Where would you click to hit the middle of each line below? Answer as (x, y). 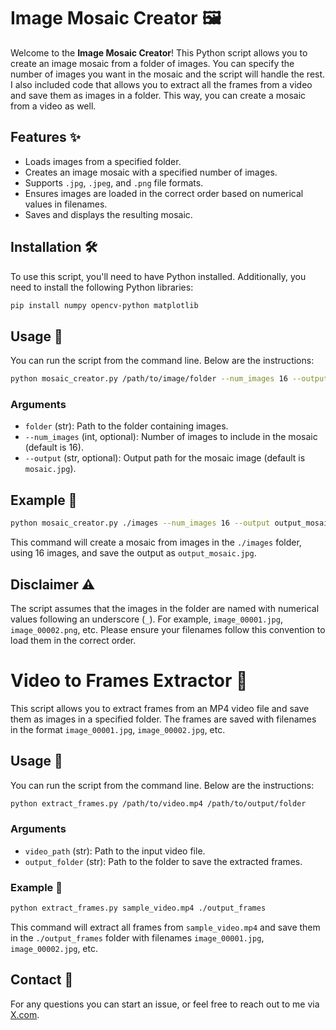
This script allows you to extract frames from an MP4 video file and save (160, 708)
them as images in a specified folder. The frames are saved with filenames (163, 719)
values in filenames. (66, 204)
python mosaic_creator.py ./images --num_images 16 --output (140, 523)
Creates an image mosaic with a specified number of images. (151, 172)
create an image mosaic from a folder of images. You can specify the (152, 63)
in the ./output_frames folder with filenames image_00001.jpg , (137, 938)
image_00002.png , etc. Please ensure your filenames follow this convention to (168, 629)
